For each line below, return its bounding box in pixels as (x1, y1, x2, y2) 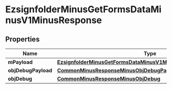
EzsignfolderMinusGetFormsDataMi (5, 4, 162, 15)
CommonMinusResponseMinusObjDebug (57, 75, 161, 82)
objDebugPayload (8, 67, 53, 74)
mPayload (8, 59, 33, 65)
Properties (5, 35, 40, 43)
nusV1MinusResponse (5, 14, 102, 26)
